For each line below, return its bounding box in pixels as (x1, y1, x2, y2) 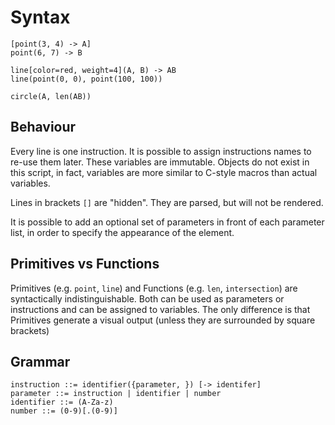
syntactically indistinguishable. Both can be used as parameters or (10, 292, 285, 305)
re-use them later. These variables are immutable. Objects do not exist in (10, 156, 310, 168)
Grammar (10, 353, 71, 370)
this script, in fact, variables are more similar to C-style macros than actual (10, 166, 318, 178)
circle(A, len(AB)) (10, 91, 92, 101)
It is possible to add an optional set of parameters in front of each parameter (10, 216, 325, 228)
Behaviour (10, 119, 77, 136)
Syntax (10, 6, 71, 29)
